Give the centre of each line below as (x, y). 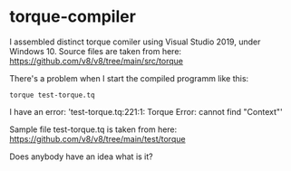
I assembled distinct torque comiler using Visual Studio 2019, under (135, 42)
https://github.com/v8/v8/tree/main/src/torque (97, 61)
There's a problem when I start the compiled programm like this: (129, 78)
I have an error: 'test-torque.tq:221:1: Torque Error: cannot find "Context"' (146, 111)
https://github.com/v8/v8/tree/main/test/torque (97, 138)
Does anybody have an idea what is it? (81, 157)
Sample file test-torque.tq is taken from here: (93, 129)
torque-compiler (73, 17)
